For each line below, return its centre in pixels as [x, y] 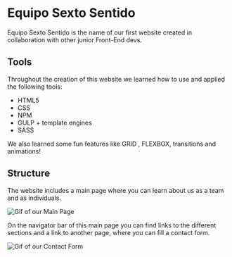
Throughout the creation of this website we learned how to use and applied [116, 79]
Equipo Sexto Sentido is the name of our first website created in [99, 32]
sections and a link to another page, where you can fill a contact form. [109, 232]
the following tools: [35, 87]
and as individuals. [34, 198]
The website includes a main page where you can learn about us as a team [116, 190]
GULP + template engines [55, 123]
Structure [29, 174]
